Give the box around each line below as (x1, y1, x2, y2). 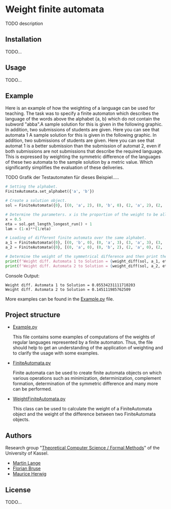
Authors (5, 431, 32, 440)
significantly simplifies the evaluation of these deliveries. (5, 164, 124, 171)
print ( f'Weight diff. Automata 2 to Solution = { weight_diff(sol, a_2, (5, 263, 160, 268)
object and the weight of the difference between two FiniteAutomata (12, 411, 156, 417)
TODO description (5, 20, 43, 26)
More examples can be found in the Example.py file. (5, 296, 115, 302)
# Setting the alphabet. (5, 184, 58, 189)
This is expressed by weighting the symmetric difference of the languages (5, 154, 161, 160)
